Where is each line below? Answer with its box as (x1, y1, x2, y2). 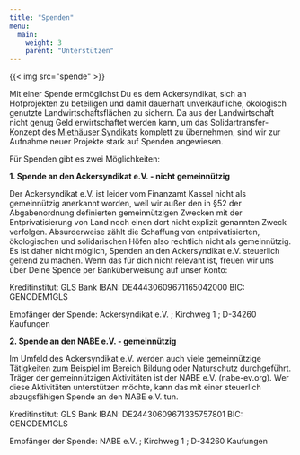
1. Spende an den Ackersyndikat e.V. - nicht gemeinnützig (9, 171, 231, 182)
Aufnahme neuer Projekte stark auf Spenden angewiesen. (9, 136, 224, 147)
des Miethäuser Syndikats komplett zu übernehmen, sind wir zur (41, 127, 281, 137)
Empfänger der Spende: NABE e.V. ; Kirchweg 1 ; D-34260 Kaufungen (9, 436, 268, 447)
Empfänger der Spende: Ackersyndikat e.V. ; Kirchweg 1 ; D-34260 (9, 309, 257, 319)
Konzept (9, 127, 40, 137)
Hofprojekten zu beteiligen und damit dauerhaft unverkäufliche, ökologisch (9, 98, 287, 109)
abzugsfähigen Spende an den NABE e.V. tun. (9, 391, 179, 402)
